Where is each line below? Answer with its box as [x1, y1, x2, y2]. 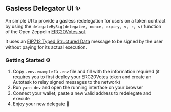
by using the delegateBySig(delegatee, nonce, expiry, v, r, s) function [5, 23, 161, 29]
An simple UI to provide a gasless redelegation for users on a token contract [5, 17, 166, 24]
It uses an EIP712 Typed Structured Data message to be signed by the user [5, 38, 163, 44]
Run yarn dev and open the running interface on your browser [12, 84, 143, 91]
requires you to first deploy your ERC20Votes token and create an [12, 74, 152, 80]
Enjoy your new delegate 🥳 [12, 101, 70, 107]
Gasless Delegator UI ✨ [5, 4, 81, 13]
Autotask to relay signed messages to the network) [12, 79, 121, 85]
